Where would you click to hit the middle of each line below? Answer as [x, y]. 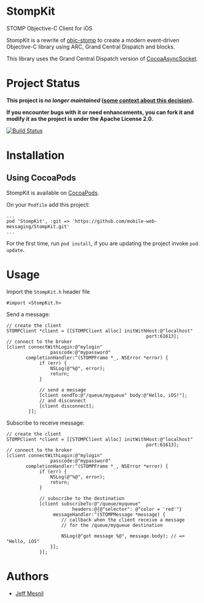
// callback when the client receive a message [123, 520]
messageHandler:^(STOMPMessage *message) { [109, 514]
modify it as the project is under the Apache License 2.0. [80, 118]
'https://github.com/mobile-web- [115, 221]
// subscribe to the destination [81, 498]
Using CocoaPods [41, 178]
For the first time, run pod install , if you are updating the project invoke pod [102, 243]
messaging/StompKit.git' [38, 226]
